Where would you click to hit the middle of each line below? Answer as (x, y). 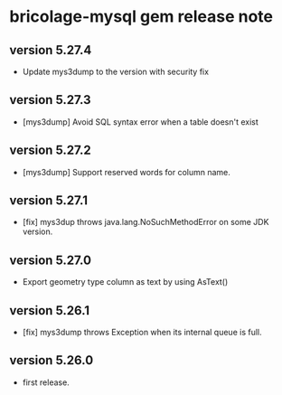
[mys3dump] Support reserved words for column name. (126, 172)
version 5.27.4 (51, 50)
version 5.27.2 (51, 150)
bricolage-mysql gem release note (141, 17)
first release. (46, 382)
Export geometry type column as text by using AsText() (125, 282)
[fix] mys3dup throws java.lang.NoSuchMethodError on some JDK (146, 222)
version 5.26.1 (50, 310)
